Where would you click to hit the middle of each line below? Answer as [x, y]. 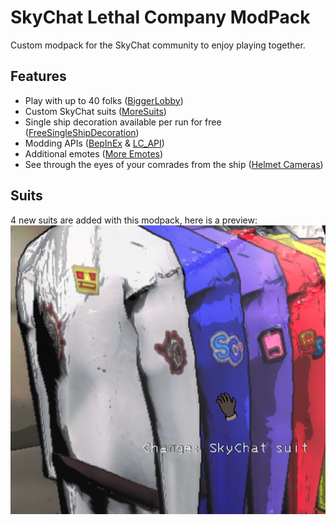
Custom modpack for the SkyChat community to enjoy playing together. [158, 45]
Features [38, 76]
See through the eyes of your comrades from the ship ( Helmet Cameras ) [174, 164]
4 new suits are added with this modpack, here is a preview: [134, 220]
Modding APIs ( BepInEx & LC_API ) [94, 143]
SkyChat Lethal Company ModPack [160, 17]
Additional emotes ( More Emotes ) [94, 153]
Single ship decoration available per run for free [123, 122]
